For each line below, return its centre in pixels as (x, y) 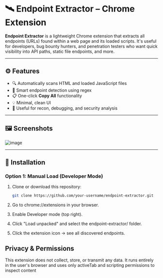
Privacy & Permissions (40, 248)
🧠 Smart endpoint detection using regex (52, 90)
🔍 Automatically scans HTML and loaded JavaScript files (69, 83)
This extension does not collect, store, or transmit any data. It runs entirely (79, 260)
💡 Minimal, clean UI (31, 102)
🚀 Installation (25, 162)
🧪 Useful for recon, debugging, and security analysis (65, 108)
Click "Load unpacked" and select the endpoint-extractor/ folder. (77, 224)
